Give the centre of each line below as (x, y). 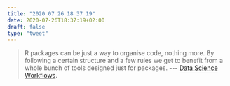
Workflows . (41, 76)
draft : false (26, 27)
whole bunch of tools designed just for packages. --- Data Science (121, 68)
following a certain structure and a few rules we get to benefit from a (123, 61)
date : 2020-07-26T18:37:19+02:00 (56, 20)
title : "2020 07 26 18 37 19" (52, 14)
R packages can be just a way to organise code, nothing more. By (119, 53)
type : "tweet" (28, 33)
